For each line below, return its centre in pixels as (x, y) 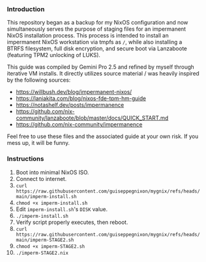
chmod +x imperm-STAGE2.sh (50, 246)
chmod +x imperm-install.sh (51, 203)
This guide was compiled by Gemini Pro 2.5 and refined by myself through (101, 67)
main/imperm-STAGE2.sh (45, 240)
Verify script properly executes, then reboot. (72, 222)
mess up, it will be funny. (38, 143)
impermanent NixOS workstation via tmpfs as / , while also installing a (95, 42)
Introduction (26, 9)
